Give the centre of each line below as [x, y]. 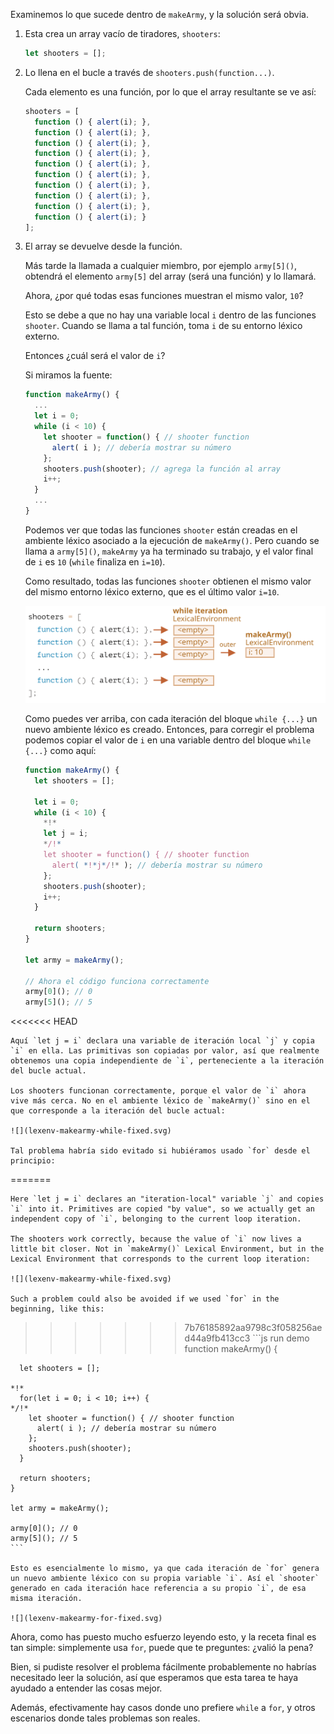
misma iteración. [46, 1599]
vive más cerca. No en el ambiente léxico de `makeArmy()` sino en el [160, 1101]
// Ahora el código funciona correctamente [117, 981]
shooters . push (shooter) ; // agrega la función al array [162, 469]
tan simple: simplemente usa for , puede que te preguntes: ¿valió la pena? [162, 1648]
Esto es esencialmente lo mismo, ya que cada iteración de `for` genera [165, 1569]
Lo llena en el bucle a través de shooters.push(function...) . [149, 72]
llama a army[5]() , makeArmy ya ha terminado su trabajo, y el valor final [169, 551]
